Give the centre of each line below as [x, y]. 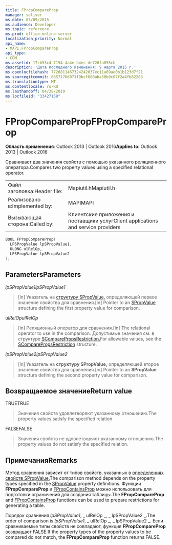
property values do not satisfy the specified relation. [73, 444]
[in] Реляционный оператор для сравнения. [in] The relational [84, 328]
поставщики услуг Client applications [113, 221]
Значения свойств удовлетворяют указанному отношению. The [87, 414]
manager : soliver [24, 15]
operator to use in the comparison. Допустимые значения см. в [86, 333]
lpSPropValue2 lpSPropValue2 [37, 354]
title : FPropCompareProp [32, 10]
